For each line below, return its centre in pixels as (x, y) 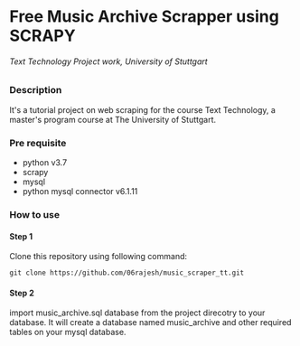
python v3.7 (45, 163)
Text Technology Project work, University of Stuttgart (108, 61)
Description (36, 90)
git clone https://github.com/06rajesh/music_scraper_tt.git (127, 273)
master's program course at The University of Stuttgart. (113, 119)
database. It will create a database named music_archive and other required (150, 323)
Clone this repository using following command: (98, 257)
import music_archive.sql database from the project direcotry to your (137, 313)
